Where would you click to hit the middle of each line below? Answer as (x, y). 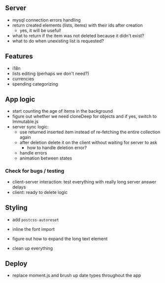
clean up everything (33, 248)
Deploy (16, 264)
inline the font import (33, 229)
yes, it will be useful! (40, 30)
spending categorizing (35, 84)
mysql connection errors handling (46, 20)
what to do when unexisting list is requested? (58, 41)
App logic (20, 100)
